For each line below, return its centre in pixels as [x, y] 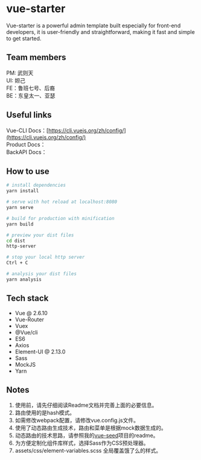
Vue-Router [29, 319]
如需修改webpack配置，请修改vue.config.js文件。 [77, 421]
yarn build [20, 224]
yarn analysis [24, 279]
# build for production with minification [60, 218]
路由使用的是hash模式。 [45, 413]
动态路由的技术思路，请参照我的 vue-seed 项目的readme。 [87, 436]
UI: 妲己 [16, 80]
